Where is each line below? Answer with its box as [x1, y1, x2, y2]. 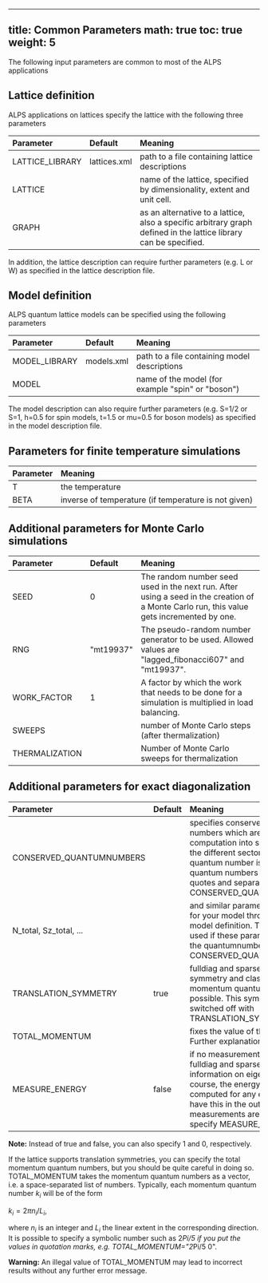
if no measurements [189, 1048, 265, 1059]
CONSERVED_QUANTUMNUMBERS [12, 852, 146, 863]
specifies [189, 817, 224, 828]
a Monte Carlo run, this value [140, 601, 249, 612]
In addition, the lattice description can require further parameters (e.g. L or [8, 257, 254, 267]
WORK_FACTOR [12, 692, 73, 703]
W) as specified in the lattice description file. [8, 265, 156, 275]
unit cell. [139, 193, 171, 204]
